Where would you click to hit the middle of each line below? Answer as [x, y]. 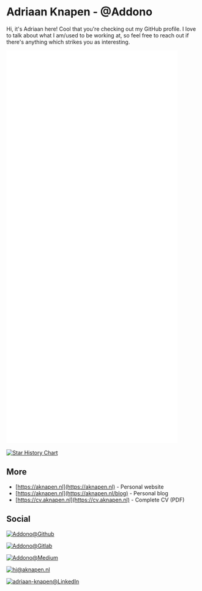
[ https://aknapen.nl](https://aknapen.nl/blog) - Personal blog [92, 493]
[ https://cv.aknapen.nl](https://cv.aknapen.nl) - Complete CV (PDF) [100, 500]
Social [18, 519]
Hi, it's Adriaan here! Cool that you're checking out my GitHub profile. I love [101, 29]
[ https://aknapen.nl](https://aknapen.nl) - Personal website [89, 487]
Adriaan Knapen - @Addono [80, 12]
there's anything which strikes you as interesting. [68, 42]
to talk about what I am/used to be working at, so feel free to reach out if [98, 35]
